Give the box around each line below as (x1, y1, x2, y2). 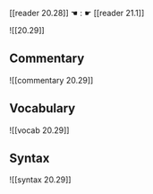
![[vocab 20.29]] (9, 125, 70, 136)
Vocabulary (9, 101, 76, 116)
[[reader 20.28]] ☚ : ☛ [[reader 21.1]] (9, 8, 145, 18)
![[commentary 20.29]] (9, 75, 94, 85)
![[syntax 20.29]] (9, 174, 72, 185)
